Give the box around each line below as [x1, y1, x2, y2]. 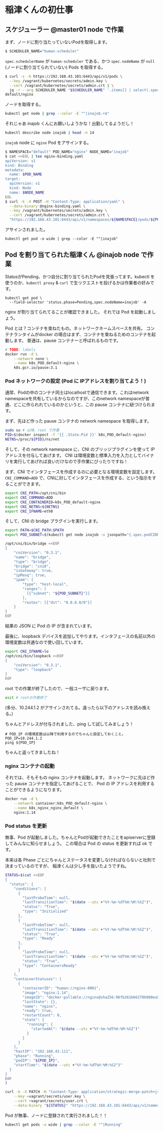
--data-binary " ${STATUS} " [14, 1103, 68, 1108]
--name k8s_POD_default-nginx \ [14, 361, 79, 366]
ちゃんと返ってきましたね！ [5, 749, 60, 755]
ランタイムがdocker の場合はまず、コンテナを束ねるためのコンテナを [13, 331, 152, 337]
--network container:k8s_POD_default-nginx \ [14, 801, 108, 806]
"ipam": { [14, 577, 34, 583]
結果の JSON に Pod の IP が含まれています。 [5, 623, 95, 629]
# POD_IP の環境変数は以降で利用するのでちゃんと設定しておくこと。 [5, 732, 126, 737]
